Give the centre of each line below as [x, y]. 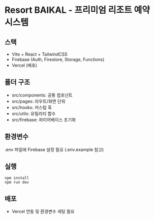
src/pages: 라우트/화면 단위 [39, 101]
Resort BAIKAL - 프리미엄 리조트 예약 [77, 10]
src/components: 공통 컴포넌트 [42, 95]
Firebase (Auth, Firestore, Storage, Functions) [58, 59]
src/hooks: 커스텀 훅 [32, 107]
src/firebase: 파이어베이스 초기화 [44, 120]
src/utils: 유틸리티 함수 [34, 113]
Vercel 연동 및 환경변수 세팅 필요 [43, 212]
